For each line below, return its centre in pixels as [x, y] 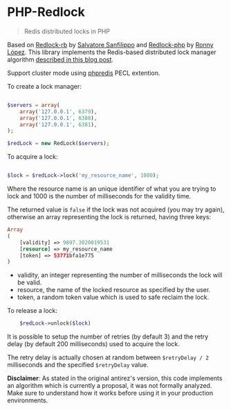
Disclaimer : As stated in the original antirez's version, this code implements [115, 378]
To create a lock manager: [44, 86]
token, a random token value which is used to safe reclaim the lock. [113, 297]
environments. [28, 400]
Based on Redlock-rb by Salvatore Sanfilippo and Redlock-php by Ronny [110, 44]
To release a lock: [32, 311]
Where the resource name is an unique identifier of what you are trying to [112, 189]
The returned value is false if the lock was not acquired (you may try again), [116, 210]
